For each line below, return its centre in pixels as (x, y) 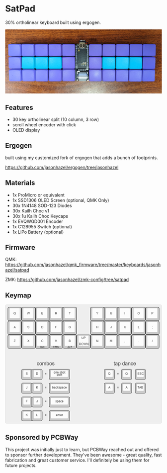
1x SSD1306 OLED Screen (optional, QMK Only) (61, 200)
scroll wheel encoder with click (44, 124)
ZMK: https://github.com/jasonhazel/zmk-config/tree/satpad (67, 280)
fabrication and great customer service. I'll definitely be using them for (77, 460)
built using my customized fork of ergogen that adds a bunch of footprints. (82, 158)
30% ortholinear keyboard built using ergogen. (53, 22)
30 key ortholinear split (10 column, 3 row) (56, 119)
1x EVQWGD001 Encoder (38, 221)
